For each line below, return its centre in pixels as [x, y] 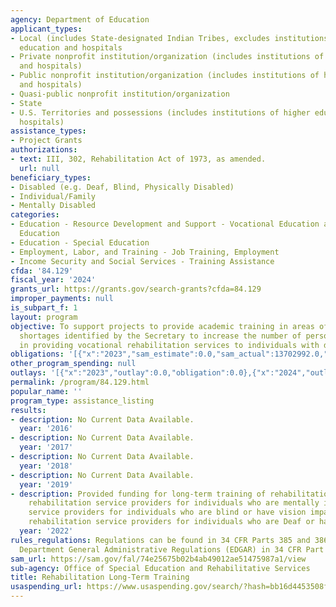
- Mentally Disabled [53, 206]
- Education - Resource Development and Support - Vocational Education [165, 224]
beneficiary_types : [51, 177]
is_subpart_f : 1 [44, 308]
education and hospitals [71, 47]
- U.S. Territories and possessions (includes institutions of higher [160, 112]
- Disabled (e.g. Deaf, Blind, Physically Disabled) [122, 187]
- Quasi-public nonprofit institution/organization [120, 94]
